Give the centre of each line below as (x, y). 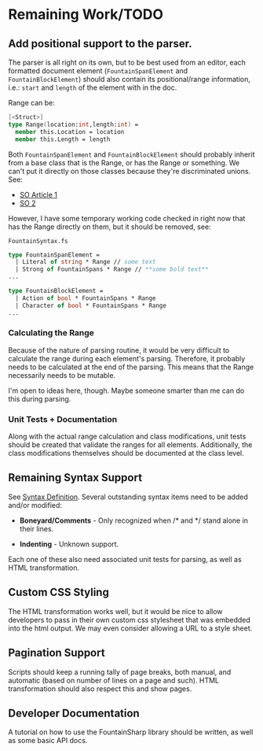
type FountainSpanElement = (54, 255)
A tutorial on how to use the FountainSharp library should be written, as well (131, 732)
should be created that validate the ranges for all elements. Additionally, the (130, 445)
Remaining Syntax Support (75, 478)
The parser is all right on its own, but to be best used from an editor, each (127, 62)
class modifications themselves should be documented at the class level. (126, 453)
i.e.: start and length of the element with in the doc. (93, 87)
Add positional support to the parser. (100, 44)
